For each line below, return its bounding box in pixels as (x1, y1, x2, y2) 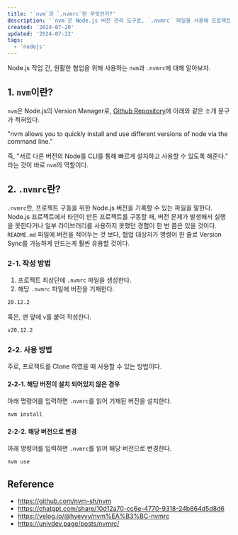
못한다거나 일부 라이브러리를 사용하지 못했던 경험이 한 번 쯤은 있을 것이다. (14, 221, 217, 230)
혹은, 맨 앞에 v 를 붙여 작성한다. (7, 312, 92, 321)
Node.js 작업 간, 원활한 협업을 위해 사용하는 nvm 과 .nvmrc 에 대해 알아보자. (7, 64, 211, 72)
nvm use (7, 458, 30, 466)
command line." (7, 137, 53, 145)
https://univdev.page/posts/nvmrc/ (17, 519, 120, 528)
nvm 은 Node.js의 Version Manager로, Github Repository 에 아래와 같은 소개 (7, 106, 217, 115)
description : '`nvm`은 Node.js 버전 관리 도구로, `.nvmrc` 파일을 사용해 (7, 17, 209, 24)
